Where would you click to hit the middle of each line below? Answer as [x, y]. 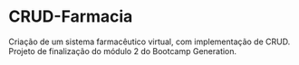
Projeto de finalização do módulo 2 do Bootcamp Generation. [123, 51]
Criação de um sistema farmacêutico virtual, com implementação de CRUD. [149, 42]
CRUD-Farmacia [71, 17]
